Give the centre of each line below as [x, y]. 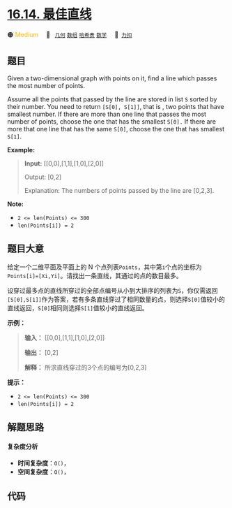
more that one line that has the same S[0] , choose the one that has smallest [116, 129]
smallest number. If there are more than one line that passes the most [107, 114]
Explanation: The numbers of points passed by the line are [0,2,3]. [119, 190]
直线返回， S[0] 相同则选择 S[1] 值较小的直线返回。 [78, 307]
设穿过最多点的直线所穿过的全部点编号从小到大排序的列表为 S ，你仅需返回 [113, 290]
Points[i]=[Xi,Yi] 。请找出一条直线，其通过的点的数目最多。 [95, 275]
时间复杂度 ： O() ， [44, 463]
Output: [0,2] [43, 177]
